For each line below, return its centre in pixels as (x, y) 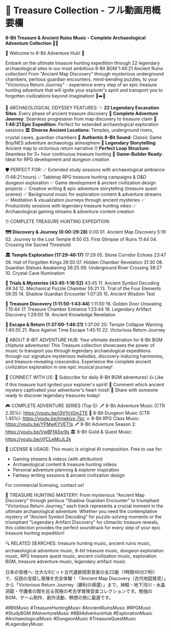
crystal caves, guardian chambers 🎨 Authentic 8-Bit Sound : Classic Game (84, 137)
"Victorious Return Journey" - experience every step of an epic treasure (81, 84)
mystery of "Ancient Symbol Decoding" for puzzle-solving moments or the (83, 517)
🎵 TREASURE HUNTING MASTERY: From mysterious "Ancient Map (75, 495)
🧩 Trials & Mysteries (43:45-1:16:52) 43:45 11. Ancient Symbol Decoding (82, 283)
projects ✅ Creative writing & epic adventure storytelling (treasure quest (81, 188)
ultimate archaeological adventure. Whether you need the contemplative (81, 511)
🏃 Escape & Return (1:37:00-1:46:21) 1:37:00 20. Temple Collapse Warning (84, 324)
